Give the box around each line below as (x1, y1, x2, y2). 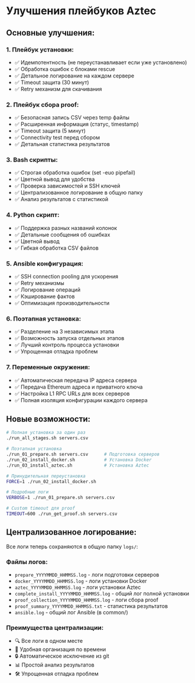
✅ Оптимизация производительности (14, 300, 110, 307)
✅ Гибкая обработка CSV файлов (14, 244, 99, 251)
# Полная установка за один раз (6, 430, 86, 436)
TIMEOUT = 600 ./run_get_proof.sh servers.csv (6, 511, 118, 517)
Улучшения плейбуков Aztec (6, 4, 157, 18)
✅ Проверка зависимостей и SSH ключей (14, 182, 121, 190)
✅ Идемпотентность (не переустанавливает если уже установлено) (14, 59, 187, 66)
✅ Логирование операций (14, 286, 81, 293)
